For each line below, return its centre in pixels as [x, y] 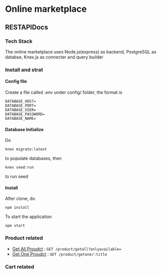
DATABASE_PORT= [21, 106]
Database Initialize [25, 129]
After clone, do [20, 199]
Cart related [20, 267]
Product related [24, 238]
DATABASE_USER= [21, 110]
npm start [15, 226]
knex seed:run [20, 167]
